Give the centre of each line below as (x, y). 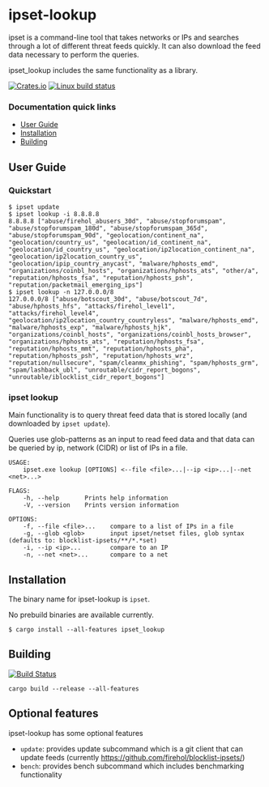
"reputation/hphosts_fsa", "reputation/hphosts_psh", (101, 278)
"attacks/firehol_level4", (54, 313)
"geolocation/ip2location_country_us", (76, 257)
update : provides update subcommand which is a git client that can (131, 749)
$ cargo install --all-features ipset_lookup (86, 630)
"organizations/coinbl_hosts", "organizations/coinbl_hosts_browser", (130, 334)
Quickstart (30, 190)
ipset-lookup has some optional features (76, 733)
